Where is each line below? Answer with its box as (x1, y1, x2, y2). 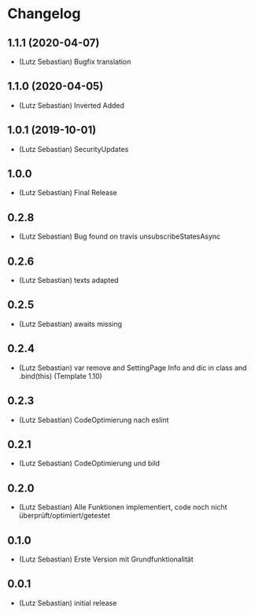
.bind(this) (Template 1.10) (18, 371, 103, 380)
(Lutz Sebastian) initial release (18, 598, 117, 607)
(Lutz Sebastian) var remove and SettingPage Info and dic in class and (18, 363, 247, 372)
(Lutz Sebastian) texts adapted (18, 276, 119, 285)
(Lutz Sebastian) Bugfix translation (18, 57, 131, 66)
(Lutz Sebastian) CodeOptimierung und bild (18, 458, 161, 469)
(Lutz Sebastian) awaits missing (18, 319, 123, 328)
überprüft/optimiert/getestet (18, 511, 111, 521)
